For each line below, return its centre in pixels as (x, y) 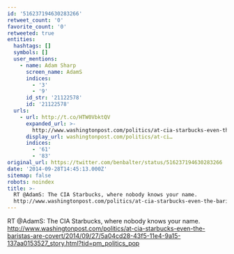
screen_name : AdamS (54, 72)
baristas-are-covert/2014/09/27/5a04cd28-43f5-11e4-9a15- (94, 236)
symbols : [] (31, 53)
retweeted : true (31, 33)
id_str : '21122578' (54, 98)
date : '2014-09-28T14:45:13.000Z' (57, 169)
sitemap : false (29, 175)
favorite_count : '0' (37, 26)
